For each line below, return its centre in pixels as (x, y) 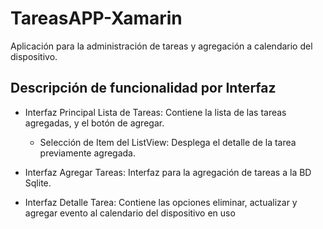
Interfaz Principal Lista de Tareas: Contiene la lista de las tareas (155, 112)
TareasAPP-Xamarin (96, 18)
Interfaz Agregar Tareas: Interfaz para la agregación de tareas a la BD (168, 172)
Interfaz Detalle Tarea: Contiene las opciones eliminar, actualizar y (161, 202)
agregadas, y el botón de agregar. (94, 123)
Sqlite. (38, 183)
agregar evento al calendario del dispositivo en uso (130, 213)
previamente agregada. (88, 153)
